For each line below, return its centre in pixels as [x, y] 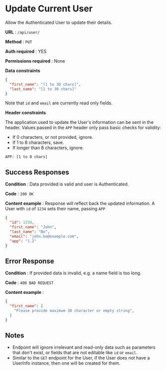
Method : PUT [19, 42]
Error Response [30, 261]
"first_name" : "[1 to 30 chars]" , [45, 84]
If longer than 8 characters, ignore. [48, 148]
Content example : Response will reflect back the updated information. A [80, 203]
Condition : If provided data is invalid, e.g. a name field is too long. [73, 273]
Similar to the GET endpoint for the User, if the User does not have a [81, 358]
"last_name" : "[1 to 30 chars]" [43, 89]
